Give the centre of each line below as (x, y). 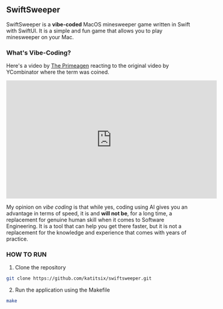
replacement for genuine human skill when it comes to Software (85, 220)
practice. (17, 239)
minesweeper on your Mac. (40, 37)
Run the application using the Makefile (62, 290)
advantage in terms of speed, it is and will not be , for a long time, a (89, 214)
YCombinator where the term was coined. (58, 72)
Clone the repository (40, 268)
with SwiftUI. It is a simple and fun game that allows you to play (84, 31)
